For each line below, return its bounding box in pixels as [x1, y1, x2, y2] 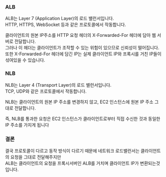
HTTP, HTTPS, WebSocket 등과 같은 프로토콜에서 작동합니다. [5, 21, 126, 28]
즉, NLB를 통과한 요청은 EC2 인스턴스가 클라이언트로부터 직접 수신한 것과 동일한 [5, 116, 161, 122]
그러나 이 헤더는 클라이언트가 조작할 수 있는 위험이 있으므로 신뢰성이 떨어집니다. [5, 45, 160, 51]
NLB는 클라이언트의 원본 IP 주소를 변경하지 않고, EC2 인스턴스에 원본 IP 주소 [5, 99, 154, 105]
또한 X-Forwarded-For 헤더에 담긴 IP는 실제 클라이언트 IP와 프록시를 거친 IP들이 [5, 51, 162, 57]
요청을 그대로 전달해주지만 [10, 154, 61, 160]
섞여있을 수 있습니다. [5, 57, 45, 63]
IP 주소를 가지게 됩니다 [5, 122, 49, 128]
